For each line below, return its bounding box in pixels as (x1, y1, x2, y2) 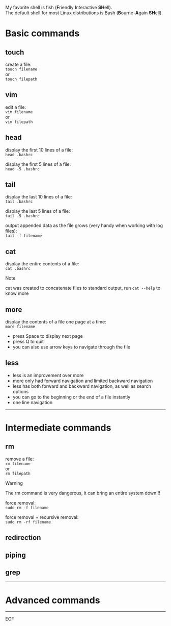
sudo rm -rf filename (5, 519, 51, 524)
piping (5, 550, 26, 559)
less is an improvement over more (12, 372, 84, 378)
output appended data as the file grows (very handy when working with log (5, 222, 163, 229)
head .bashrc (5, 152, 33, 157)
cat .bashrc (5, 266, 31, 271)
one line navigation (12, 399, 52, 405)
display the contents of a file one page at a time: (5, 319, 107, 325)
